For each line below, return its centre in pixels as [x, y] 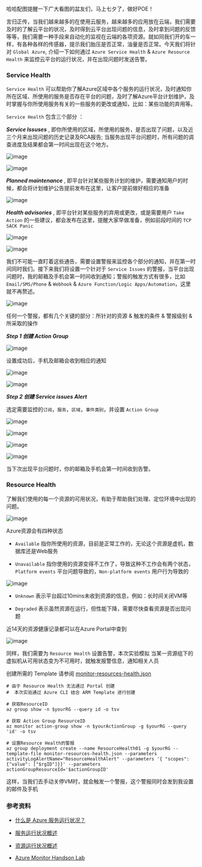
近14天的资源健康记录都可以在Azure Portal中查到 [67, 629]
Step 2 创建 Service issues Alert [47, 397]
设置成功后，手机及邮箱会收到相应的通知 [56, 361]
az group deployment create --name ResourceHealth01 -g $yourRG [88, 748]
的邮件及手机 [22, 789]
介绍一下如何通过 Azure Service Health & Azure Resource [119, 52]
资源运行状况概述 [36, 845]
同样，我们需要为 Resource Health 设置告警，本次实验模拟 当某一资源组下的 [100, 653]
